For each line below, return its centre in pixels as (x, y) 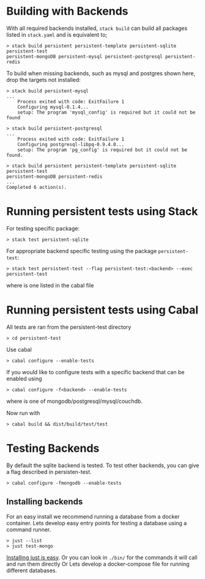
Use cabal (19, 349)
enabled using (24, 378)
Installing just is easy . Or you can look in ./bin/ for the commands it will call (102, 557)
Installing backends (45, 502)
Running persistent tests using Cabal (102, 310)
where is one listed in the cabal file (50, 285)
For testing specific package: (43, 228)
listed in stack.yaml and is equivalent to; (57, 34)
